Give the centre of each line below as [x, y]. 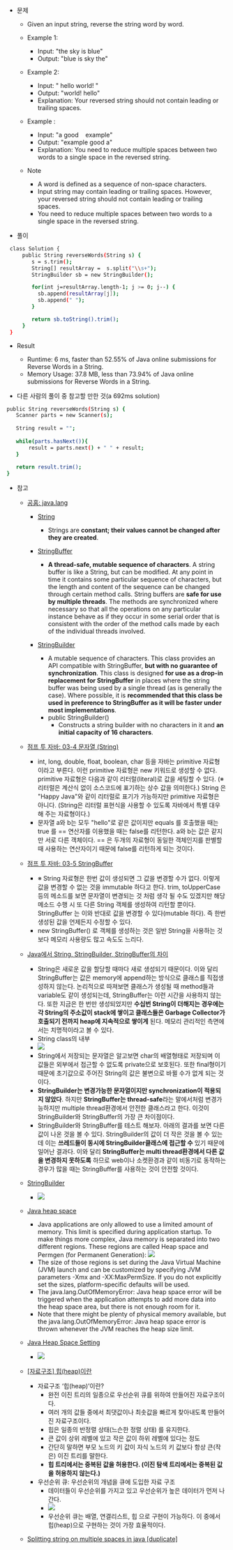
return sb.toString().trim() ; [75, 319]
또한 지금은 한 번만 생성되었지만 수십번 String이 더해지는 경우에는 [136, 1004]
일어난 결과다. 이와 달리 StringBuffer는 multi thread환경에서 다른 [127, 1152]
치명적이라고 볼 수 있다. [82, 1030]
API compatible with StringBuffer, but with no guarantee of [133, 666]
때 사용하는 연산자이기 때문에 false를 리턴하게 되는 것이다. [116, 849]
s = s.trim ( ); [52, 261]
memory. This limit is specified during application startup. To [125, 1232]
